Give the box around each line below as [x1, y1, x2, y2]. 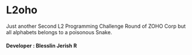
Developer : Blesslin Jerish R [6, 42, 77, 49]
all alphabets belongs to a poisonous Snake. [6, 28, 112, 35]
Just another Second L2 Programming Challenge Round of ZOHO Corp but [6, 23, 186, 30]
